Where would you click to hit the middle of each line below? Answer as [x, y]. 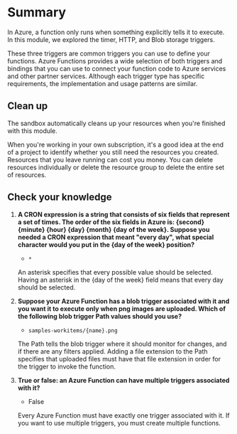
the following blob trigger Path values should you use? [100, 316]
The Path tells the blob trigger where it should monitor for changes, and [122, 344]
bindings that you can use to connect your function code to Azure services [117, 68]
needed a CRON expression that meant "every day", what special [116, 237]
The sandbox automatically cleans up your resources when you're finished [116, 123]
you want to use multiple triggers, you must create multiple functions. [119, 423]
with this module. [33, 131]
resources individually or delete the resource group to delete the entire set [116, 167]
